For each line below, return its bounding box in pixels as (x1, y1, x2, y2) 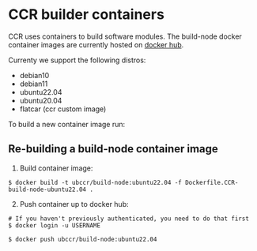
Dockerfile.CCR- (184, 178, 239, 186)
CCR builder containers (8, 6, 164, 24)
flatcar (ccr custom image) (19, 104, 107, 114)
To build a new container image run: (8, 119, 126, 129)
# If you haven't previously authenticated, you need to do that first (8, 215, 249, 223)
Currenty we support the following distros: (8, 55, 146, 65)
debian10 (19, 70, 50, 80)
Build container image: (19, 163, 93, 173)
